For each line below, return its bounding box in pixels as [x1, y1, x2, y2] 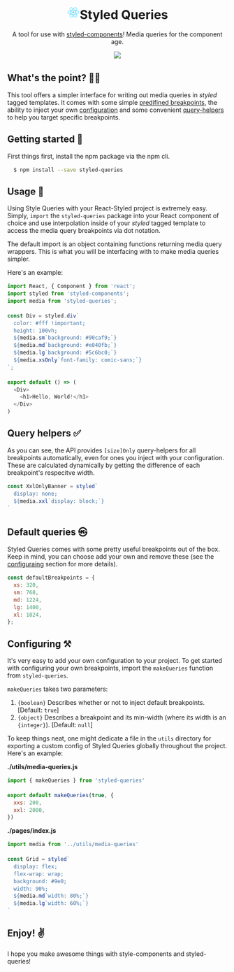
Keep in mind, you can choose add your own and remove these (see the [7, 552, 214, 561]
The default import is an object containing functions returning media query [7, 240, 222, 248]
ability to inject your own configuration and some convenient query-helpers [7, 106, 224, 114]
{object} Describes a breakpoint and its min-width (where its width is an [17, 713, 227, 722]
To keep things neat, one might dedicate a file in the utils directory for [7, 734, 212, 743]
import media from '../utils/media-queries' [7, 841, 139, 848]
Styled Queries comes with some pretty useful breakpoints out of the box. [7, 545, 220, 554]
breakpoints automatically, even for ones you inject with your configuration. [7, 453, 225, 462]
